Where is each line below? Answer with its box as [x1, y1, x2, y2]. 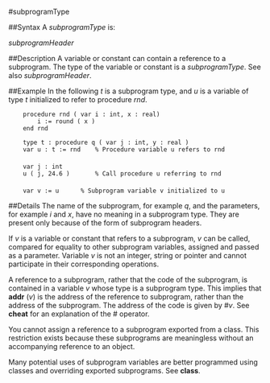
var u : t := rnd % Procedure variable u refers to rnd [23, 146, 226, 154]
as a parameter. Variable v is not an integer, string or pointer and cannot [8, 251, 247, 260]
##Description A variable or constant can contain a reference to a [8, 54, 226, 63]
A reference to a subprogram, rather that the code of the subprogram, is [8, 275, 248, 284]
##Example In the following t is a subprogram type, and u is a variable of [8, 86, 249, 96]
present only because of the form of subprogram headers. [8, 218, 202, 228]
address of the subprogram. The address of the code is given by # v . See [8, 301, 250, 310]
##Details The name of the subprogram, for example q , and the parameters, [8, 201, 260, 210]
